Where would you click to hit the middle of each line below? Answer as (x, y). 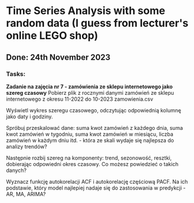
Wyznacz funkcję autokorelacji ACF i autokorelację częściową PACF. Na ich (97, 181)
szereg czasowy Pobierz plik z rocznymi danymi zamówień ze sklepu (90, 92)
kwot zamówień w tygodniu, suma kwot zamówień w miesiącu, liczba (90, 134)
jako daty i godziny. (30, 116)
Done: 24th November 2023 (58, 57)
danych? (16, 170)
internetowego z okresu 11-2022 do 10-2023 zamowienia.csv (80, 99)
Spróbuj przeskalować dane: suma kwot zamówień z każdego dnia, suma (95, 128)
